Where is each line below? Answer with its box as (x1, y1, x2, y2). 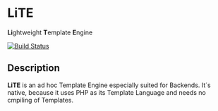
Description (7, 62, 60, 74)
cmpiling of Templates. (7, 96, 74, 104)
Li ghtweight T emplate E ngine (7, 28, 93, 37)
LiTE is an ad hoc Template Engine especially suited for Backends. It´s (7, 81, 211, 89)
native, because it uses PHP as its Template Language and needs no (7, 88, 206, 96)
